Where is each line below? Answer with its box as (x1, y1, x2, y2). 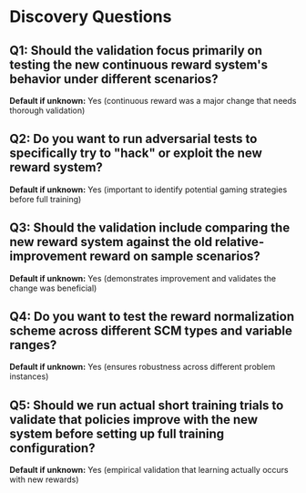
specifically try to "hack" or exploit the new (9, 146, 262, 161)
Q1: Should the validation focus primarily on (9, 43, 262, 58)
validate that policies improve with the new (9, 412, 258, 427)
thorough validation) (9, 105, 86, 116)
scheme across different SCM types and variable (9, 324, 293, 339)
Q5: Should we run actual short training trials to (9, 397, 284, 413)
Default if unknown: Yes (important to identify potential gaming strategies (9, 184, 288, 195)
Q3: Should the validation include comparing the (9, 221, 291, 236)
